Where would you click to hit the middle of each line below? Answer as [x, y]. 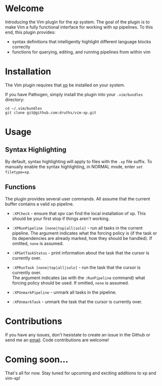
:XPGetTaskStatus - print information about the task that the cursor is [81, 252]
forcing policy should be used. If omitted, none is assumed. [71, 283]
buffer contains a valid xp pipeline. [40, 204]
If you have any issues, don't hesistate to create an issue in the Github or [78, 335]
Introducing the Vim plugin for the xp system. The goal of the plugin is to [77, 22]
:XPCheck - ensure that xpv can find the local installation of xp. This [79, 213]
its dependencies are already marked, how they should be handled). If [82, 238]
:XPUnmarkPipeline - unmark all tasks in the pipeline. [64, 292]
